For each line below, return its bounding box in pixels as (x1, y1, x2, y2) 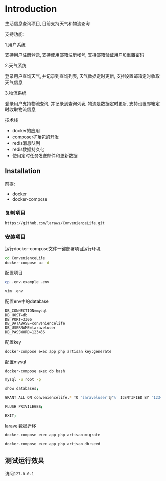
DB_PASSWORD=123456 (5, 329, 45, 335)
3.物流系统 (5, 90, 27, 96)
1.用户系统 (5, 41, 26, 48)
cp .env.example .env (5, 279, 50, 284)
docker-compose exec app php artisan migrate (5, 432, 100, 437)
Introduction (5, 3, 57, 15)
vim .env (5, 288, 23, 293)
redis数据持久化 (12, 146, 44, 152)
